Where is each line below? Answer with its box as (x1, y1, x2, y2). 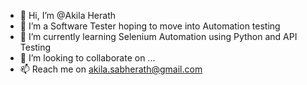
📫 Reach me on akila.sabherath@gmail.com (19, 63, 203, 75)
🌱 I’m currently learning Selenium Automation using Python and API (19, 31, 298, 42)
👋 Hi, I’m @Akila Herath (19, 10, 117, 21)
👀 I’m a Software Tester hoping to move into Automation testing (19, 20, 281, 32)
